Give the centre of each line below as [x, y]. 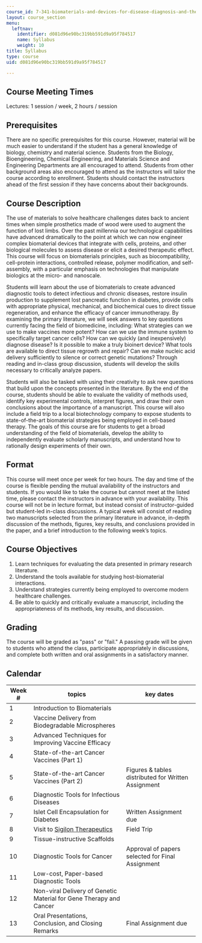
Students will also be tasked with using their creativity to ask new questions [100, 382]
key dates [160, 694]
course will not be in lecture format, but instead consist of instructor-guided [100, 505]
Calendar [24, 674]
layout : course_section [36, 17]
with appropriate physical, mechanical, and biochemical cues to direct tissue [101, 306]
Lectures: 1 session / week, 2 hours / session [62, 107]
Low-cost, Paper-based [68, 874]
